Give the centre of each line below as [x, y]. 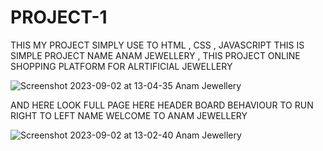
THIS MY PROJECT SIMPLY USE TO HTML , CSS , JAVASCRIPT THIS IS [157, 45]
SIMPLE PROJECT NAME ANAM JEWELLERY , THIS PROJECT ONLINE [155, 55]
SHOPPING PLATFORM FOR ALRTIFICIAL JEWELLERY [121, 66]
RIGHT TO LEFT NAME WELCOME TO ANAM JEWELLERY [129, 115]
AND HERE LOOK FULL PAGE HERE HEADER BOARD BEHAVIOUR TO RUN [162, 105]
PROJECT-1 [59, 17]
